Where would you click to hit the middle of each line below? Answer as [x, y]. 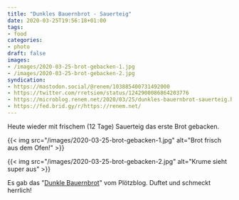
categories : [25, 40]
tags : [15, 27]
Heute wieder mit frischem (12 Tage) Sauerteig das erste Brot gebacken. [113, 126]
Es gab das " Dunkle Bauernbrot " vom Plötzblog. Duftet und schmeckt [109, 182]
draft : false [27, 54]
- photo [19, 47]
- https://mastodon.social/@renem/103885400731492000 [89, 87]
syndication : [27, 80]
